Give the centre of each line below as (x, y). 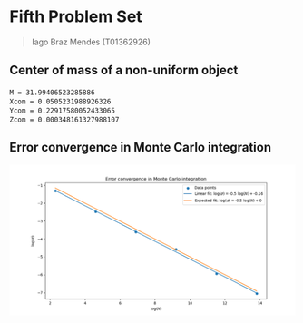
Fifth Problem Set (76, 17)
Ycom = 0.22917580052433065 (63, 111)
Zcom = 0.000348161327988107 (64, 120)
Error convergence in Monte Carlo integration (141, 147)
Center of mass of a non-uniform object (124, 70)
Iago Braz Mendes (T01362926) (91, 42)
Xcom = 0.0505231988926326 (60, 102)
